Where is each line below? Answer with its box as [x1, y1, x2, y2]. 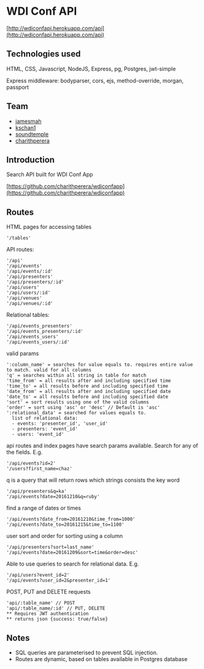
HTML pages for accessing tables [6, 223, 92, 231]
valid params [6, 350, 39, 357]
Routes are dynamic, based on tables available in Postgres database [15, 656, 188, 662]
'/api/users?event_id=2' [6, 572, 70, 578]
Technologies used [6, 49, 81, 59]
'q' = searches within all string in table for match [6, 372, 147, 379]
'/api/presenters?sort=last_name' [6, 544, 95, 550]
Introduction [6, 154, 55, 165]
